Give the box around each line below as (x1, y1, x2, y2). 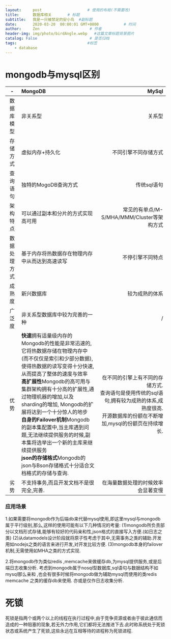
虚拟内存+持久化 (21, 149, 61, 156)
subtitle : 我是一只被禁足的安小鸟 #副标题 (5, 17, 93, 22)
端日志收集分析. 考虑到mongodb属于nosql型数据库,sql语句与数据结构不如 (5, 565, 159, 571)
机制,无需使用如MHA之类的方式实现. (5, 547, 81, 553)
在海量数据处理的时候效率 (101, 479, 163, 486)
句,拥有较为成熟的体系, (104, 397, 158, 404)
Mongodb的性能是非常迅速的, (21, 340, 92, 347)
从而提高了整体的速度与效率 (21, 370, 88, 377)
